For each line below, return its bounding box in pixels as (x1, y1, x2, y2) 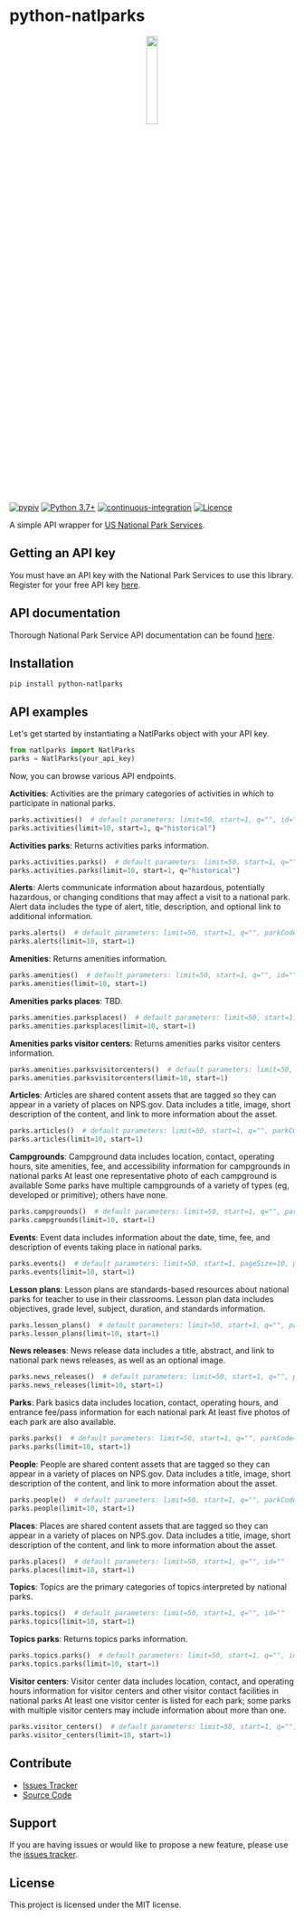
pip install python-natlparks (9, 679, 124, 689)
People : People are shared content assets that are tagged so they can (9, 1458, 271, 1469)
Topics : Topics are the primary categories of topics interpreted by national (9, 1582, 288, 1592)
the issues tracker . (9, 1849, 79, 1860)
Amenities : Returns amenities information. (9, 954, 167, 964)
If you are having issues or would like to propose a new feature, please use (9, 1839, 289, 1850)
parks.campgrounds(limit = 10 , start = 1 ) (9, 1216, 156, 1225)
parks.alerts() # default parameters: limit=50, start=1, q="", (9, 928, 261, 937)
